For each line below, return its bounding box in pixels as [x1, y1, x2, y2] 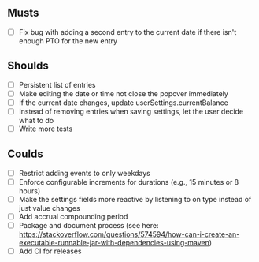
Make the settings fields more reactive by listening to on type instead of [18, 194, 252, 204]
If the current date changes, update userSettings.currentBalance [18, 98, 229, 107]
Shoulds [7, 59, 49, 73]
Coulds [7, 148, 44, 161]
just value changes [18, 204, 80, 212]
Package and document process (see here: [18, 221, 159, 230]
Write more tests [18, 124, 73, 133]
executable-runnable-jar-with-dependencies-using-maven [18, 238, 209, 248]
